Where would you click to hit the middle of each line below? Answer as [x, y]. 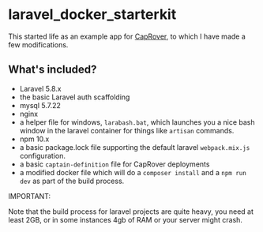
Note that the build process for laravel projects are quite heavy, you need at [131, 211]
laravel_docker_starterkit [92, 15]
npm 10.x [34, 139]
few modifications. [38, 44]
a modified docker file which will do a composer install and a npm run [133, 172]
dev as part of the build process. [72, 181]
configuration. [42, 155]
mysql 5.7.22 [40, 105]
